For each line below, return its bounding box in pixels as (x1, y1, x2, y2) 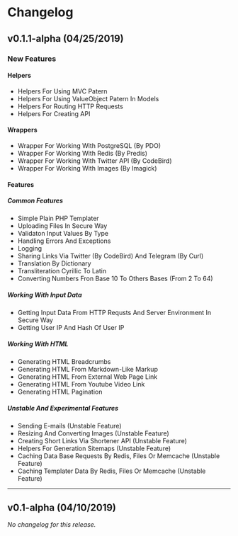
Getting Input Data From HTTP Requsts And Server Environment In (17, 309, 212, 317)
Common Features (7, 196, 64, 205)
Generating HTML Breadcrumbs (17, 358, 111, 366)
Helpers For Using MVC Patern (17, 86, 108, 96)
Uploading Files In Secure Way (17, 222, 108, 230)
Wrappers (7, 125, 38, 135)
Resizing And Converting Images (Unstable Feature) (17, 429, 170, 438)
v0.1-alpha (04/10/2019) (7, 501, 117, 513)
